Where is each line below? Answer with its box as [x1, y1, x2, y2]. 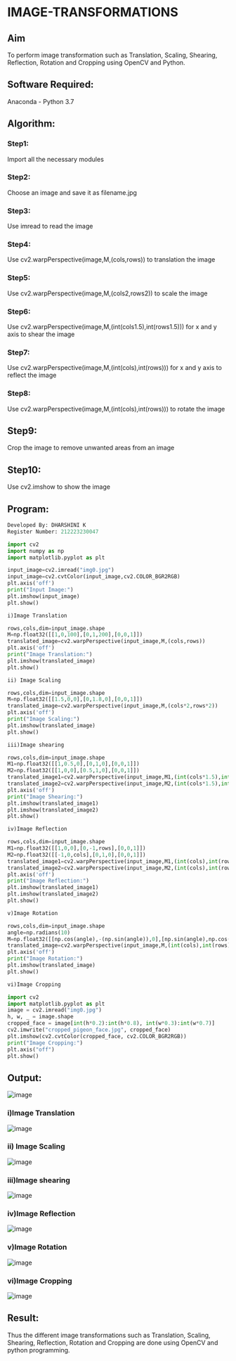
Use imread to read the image [7, 222, 93, 231]
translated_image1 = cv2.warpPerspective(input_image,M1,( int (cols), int [7, 857, 218, 865]
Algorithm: [7, 117, 55, 130]
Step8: [7, 388, 31, 398]
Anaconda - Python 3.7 [7, 97, 74, 106]
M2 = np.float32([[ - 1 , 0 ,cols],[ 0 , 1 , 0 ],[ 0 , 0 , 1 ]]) [7, 851, 146, 858]
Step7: [7, 347, 30, 357]
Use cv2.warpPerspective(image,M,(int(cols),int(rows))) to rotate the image [7, 404, 225, 413]
